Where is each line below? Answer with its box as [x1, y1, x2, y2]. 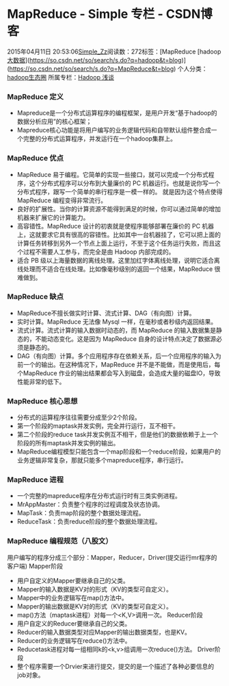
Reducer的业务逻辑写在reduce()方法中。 [16, 636, 131, 645]
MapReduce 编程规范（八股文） [7, 536, 113, 546]
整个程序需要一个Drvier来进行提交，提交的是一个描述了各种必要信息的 [16, 662, 215, 670]
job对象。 [16, 670, 44, 679]
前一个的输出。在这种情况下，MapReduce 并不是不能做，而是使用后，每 [16, 360, 221, 368]
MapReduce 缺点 [7, 292, 64, 302]
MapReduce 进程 [7, 475, 64, 484]
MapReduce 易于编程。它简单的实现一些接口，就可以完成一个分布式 [16, 170, 208, 178]
